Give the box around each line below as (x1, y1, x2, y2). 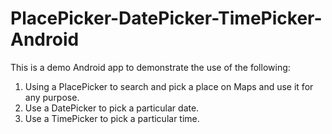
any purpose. (24, 91, 80, 103)
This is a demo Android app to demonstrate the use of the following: (10, 61, 291, 73)
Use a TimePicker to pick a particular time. (24, 112, 200, 124)
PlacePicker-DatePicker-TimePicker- (10, 7, 323, 30)
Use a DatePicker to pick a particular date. (24, 102, 200, 114)
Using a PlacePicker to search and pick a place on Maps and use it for (24, 80, 314, 92)
